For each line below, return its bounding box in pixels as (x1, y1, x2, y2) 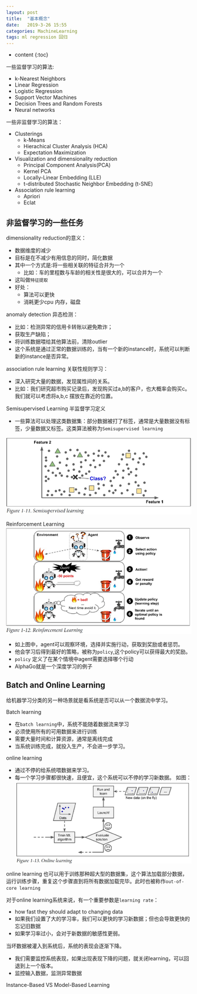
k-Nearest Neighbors (14, 75, 66, 82)
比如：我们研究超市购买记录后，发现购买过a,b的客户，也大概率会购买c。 (14, 385, 191, 392)
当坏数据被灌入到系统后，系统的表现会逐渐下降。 (6, 942, 125, 949)
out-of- (165, 879, 185, 885)
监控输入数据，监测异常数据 (14, 969, 82, 976)
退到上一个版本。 (14, 962, 56, 969)
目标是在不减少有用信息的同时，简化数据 (14, 254, 113, 261)
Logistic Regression (14, 88, 63, 95)
